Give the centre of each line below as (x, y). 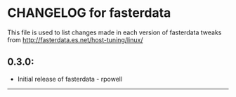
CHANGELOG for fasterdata (89, 13)
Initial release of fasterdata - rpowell (70, 79)
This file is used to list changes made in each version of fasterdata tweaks (114, 32)
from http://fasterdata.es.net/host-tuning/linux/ (75, 39)
